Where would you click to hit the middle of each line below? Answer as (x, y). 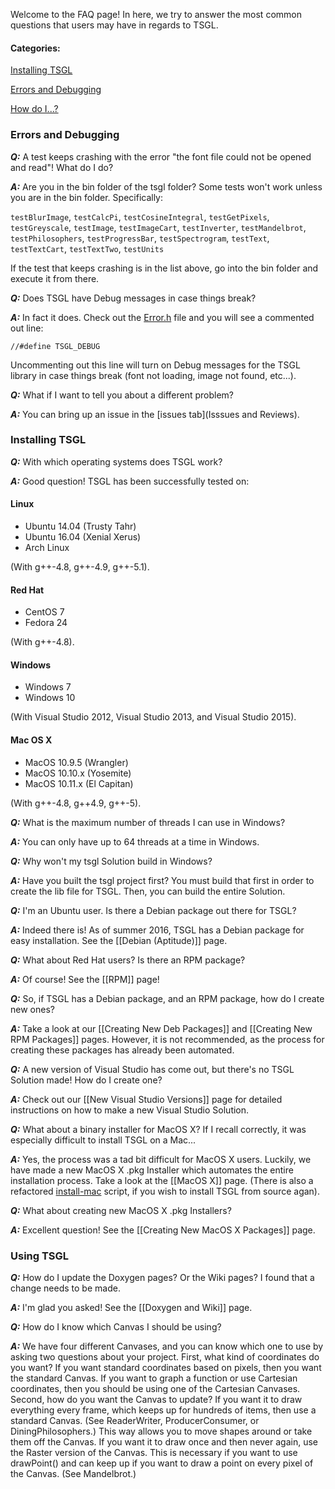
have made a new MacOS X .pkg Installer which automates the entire (152, 1170)
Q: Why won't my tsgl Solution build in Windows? (111, 861)
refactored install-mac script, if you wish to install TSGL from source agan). (165, 1191)
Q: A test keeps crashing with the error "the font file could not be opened (161, 156)
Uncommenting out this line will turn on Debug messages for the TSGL (155, 365)
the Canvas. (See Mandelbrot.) (73, 1473)
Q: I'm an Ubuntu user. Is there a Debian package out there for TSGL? (153, 910)
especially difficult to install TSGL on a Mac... (103, 1140)
